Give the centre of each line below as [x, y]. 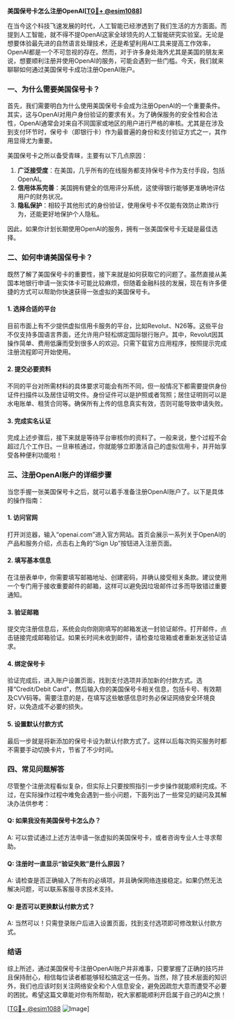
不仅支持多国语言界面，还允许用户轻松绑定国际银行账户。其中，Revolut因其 [116, 334]
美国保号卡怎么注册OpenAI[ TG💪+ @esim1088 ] [75, 11]
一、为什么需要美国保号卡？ [54, 89]
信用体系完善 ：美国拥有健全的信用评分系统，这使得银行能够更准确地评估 [121, 188]
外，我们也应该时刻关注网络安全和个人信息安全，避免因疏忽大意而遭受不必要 [117, 986]
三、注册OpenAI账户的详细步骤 [60, 475]
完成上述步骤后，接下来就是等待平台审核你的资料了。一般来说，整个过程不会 [117, 438]
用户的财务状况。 [42, 197]
